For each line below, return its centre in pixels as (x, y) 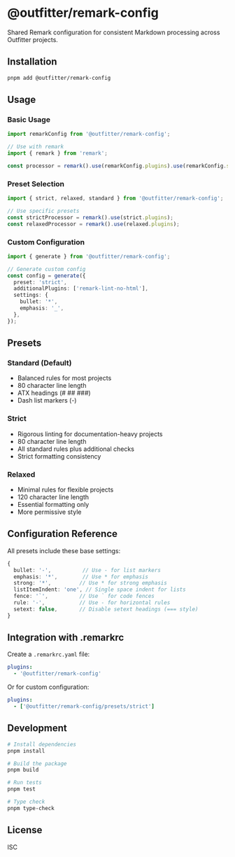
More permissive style (49, 512)
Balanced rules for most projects (64, 378)
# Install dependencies (42, 744)
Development (37, 729)
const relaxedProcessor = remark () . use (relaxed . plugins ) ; (93, 224)
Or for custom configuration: (48, 687)
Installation (32, 62)
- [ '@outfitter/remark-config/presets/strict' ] (84, 706)
